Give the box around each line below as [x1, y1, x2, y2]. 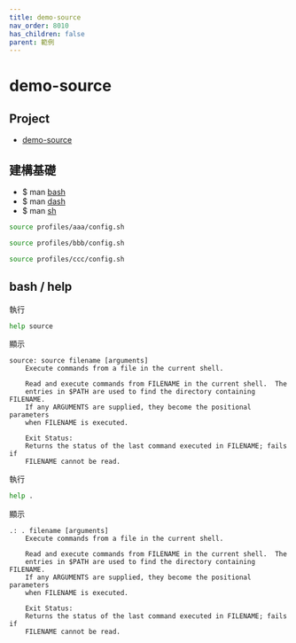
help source [9, 321, 53, 331]
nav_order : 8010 [9, 21, 69, 30]
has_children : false [9, 29, 86, 38]
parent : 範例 [9, 37, 55, 47]
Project [9, 111, 51, 126]
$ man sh [21, 206, 57, 216]
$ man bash [21, 187, 66, 198]
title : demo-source [9, 12, 82, 22]
